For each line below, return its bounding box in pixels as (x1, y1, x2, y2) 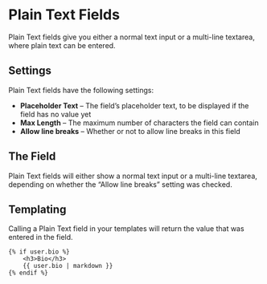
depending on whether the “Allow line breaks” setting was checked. (8, 179, 233, 189)
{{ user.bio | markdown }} (23, 262, 113, 270)
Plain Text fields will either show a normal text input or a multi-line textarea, (8, 171, 257, 181)
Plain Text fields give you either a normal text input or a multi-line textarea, (8, 32, 255, 42)
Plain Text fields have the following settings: (8, 85, 154, 95)
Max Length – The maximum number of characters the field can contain (19, 118, 259, 128)
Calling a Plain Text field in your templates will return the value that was (8, 224, 244, 233)
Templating (8, 202, 67, 216)
